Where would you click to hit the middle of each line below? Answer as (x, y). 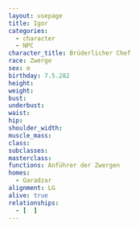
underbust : (27, 105)
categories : (28, 31)
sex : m (19, 68)
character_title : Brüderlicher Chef (69, 53)
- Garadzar (34, 181)
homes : (19, 173)
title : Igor (28, 23)
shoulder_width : (35, 128)
